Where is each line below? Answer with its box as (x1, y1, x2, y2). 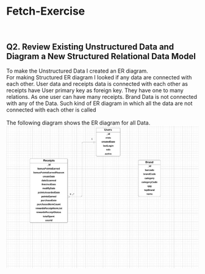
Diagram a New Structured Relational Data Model (6, 51, 196, 62)
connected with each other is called (6, 106, 96, 114)
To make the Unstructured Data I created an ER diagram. (6, 67, 148, 74)
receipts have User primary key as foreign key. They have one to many (6, 87, 184, 94)
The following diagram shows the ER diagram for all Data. (6, 119, 151, 126)
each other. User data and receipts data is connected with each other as (6, 81, 188, 87)
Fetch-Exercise (6, 4, 85, 18)
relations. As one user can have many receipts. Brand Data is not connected (6, 93, 197, 100)
